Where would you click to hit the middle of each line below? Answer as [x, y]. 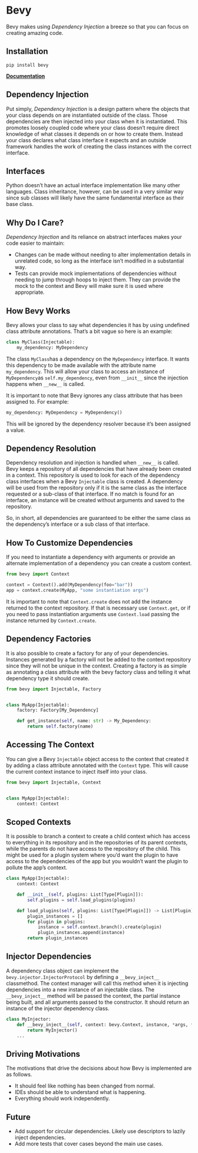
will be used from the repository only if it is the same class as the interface [96, 488]
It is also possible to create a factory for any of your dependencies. [88, 653]
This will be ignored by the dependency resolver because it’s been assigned [98, 424]
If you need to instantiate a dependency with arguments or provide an [91, 557]
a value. [16, 430]
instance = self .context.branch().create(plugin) [100, 927]
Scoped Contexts [39, 822]
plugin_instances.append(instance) [81, 933]
